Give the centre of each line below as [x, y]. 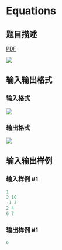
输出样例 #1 [22, 230]
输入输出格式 [29, 80]
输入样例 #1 [22, 179]
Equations [31, 11]
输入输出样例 [29, 161]
